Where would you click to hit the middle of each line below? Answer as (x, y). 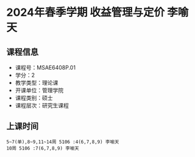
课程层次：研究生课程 (42, 105)
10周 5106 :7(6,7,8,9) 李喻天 (43, 148)
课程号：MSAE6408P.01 (45, 68)
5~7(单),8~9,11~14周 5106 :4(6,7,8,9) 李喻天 (63, 142)
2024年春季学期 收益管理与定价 (86, 12)
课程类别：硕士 (34, 98)
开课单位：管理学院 (39, 90)
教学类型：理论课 (37, 83)
